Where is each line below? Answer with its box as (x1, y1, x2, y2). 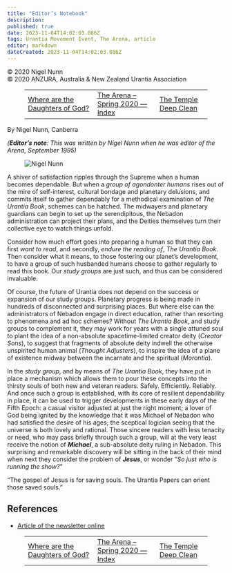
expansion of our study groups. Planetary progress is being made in (7, 295, 201, 303)
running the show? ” (7, 462, 63, 470)
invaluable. (7, 274, 38, 282)
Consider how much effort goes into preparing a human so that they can (7, 237, 213, 246)
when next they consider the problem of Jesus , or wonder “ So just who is (7, 455, 217, 463)
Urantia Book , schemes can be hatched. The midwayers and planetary (7, 202, 209, 211)
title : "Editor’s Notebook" (7, 10, 88, 17)
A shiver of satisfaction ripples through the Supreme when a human (7, 173, 200, 181)
